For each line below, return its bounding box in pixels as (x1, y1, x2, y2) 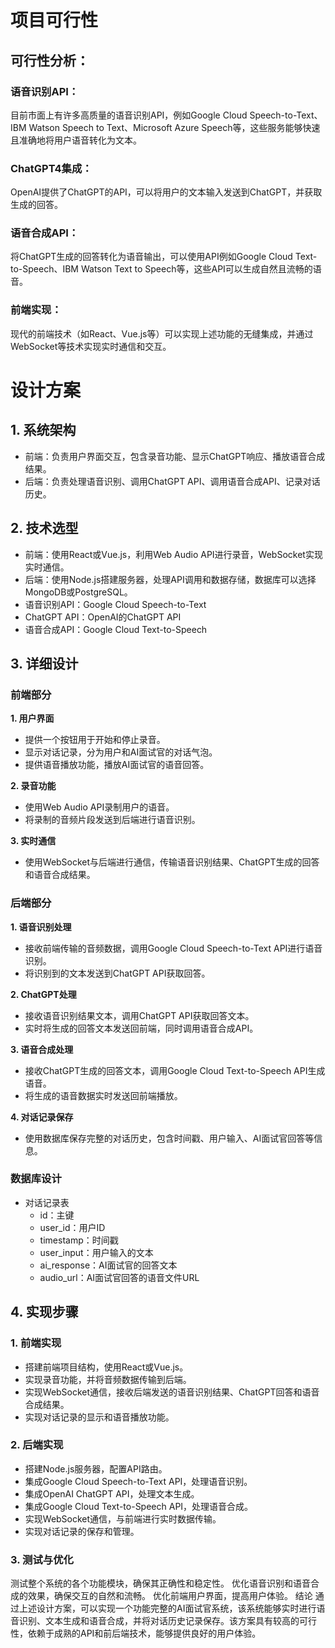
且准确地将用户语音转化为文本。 (10, 134, 142, 146)
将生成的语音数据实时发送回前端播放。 (24, 1089, 183, 1101)
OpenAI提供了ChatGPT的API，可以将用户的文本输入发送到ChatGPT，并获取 (10, 186, 323, 198)
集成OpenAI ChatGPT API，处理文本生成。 (24, 1487, 200, 1500)
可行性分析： (10, 52, 90, 69)
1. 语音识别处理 (10, 921, 72, 933)
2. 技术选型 (10, 520, 79, 537)
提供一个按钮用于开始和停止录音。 (24, 734, 166, 746)
